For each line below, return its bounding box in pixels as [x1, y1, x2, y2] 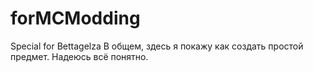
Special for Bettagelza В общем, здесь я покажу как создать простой [10, 40, 304, 52]
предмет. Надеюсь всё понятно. [10, 50, 149, 62]
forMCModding [10, 7, 141, 30]
